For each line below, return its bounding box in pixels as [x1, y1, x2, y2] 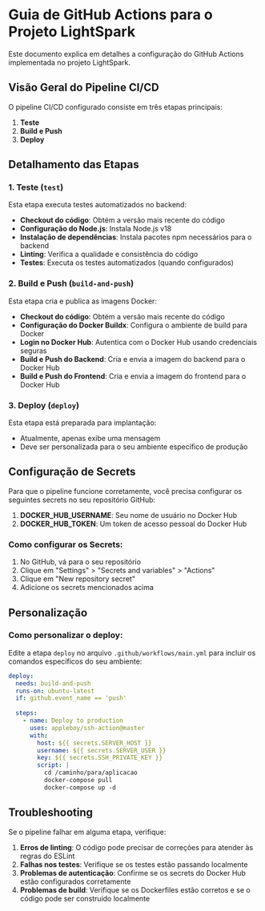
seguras [19, 346, 47, 355]
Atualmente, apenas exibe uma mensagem [19, 434, 161, 443]
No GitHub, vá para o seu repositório [19, 557, 142, 567]
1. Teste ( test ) [8, 182, 64, 193]
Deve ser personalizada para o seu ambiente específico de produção [19, 442, 248, 451]
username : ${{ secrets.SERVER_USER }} [37, 746, 167, 754]
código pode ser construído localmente [19, 893, 151, 903]
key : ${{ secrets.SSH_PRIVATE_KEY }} [37, 754, 163, 762]
